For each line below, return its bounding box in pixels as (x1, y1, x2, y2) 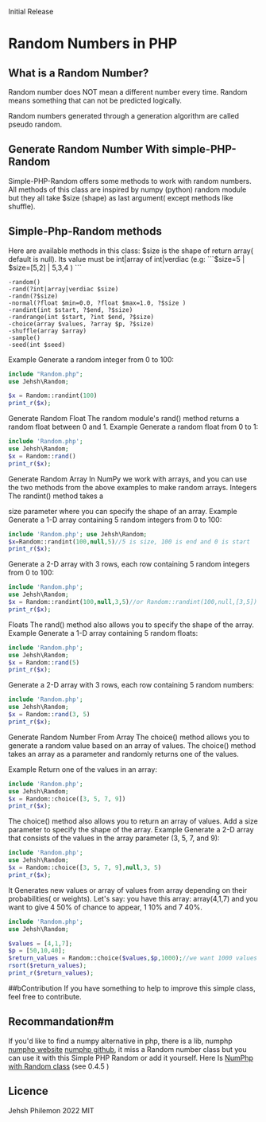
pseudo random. (8, 119, 62, 129)
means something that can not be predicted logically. (8, 95, 183, 105)
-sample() (8, 333, 41, 341)
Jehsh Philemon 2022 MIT (8, 1105, 94, 1115)
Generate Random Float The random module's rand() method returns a (8, 414, 240, 423)
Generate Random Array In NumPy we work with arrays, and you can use (8, 473, 248, 484)
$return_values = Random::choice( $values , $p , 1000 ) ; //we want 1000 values (8, 954, 258, 962)
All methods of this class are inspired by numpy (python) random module (8, 185, 247, 194)
